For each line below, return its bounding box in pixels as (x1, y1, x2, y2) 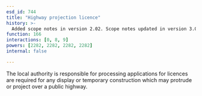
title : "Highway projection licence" (6, 14, 101, 21)
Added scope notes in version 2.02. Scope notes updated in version (11, 25, 187, 32)
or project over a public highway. (6, 83, 88, 90)
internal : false (6, 48, 47, 54)
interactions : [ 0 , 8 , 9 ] (6, 37, 69, 43)
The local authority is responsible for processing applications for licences (6, 70, 188, 77)
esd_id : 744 (6, 8, 36, 15)
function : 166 (6, 31, 42, 37)
